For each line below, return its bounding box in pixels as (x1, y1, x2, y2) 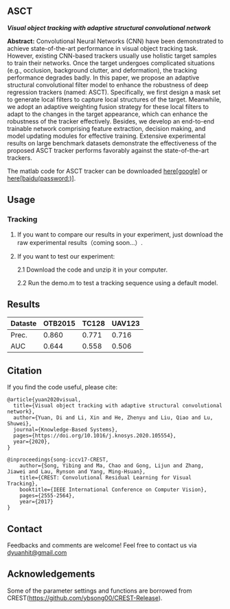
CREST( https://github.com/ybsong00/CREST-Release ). (7, 593, 163, 602)
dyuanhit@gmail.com (7, 548, 67, 556)
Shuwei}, (7, 420, 32, 427)
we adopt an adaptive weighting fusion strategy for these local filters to (7, 102, 209, 110)
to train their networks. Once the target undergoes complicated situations (7, 58, 215, 67)
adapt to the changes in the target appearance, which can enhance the (7, 110, 208, 118)
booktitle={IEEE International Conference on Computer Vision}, (19, 486, 207, 493)
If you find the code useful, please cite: (7, 383, 118, 392)
